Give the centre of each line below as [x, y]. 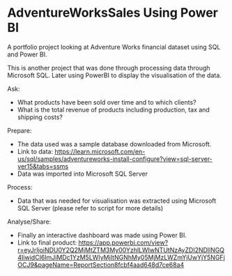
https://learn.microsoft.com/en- [100, 151]
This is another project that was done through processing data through [109, 68]
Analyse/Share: [29, 222]
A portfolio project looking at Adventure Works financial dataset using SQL [114, 47]
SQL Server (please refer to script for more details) [90, 208]
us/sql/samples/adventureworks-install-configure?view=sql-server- [115, 159]
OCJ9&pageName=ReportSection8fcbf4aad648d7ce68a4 [101, 264]
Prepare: [20, 130]
